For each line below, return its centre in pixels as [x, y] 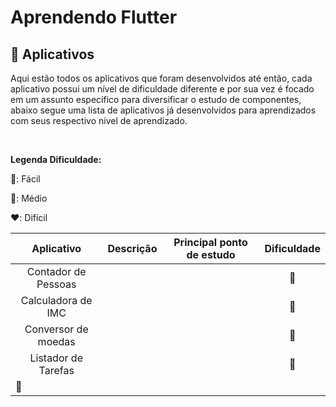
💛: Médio [29, 198]
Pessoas [56, 284]
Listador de [56, 358]
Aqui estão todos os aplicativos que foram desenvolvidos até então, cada [161, 78]
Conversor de [56, 329]
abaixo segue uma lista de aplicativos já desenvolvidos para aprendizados [163, 110]
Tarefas [56, 370]
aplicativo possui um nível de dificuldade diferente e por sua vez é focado [162, 89]
